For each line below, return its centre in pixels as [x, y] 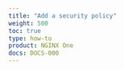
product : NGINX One [41, 46]
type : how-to [30, 38]
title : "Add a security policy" [62, 16]
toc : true [25, 31]
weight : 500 [28, 23]
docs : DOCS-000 [34, 53]
